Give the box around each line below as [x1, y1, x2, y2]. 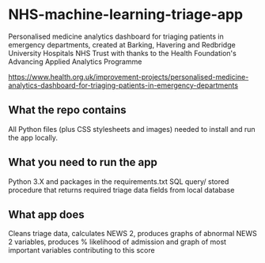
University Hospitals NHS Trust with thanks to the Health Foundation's [8, 48, 237, 58]
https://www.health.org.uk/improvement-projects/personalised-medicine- [8, 72, 249, 81]
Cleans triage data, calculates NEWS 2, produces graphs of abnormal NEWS [8, 229, 257, 239]
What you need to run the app [8, 156, 158, 169]
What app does [8, 208, 85, 221]
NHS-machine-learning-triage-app [8, 6, 244, 24]
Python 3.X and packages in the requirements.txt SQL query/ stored [8, 176, 229, 186]
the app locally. [8, 133, 58, 142]
